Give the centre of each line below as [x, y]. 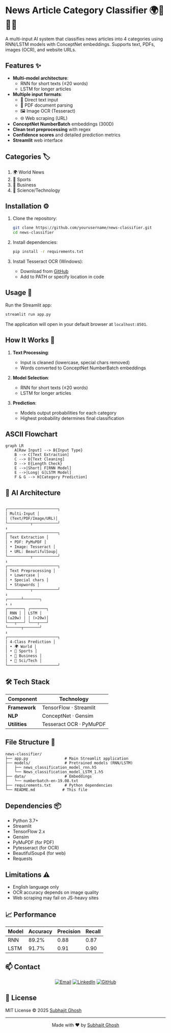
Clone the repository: [35, 218]
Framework [22, 708]
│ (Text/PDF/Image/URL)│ [32, 518]
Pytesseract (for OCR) [36, 848]
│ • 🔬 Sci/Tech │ [24, 661]
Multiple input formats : [37, 94]
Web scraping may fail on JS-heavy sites [55, 898]
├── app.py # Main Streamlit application [67, 759]
